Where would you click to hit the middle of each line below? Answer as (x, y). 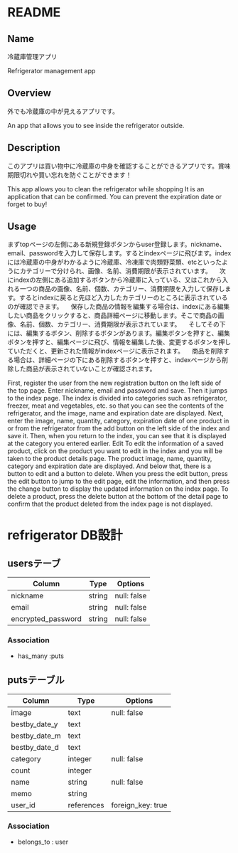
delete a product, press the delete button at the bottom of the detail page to (118, 497)
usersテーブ (34, 564)
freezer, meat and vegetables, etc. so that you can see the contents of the (115, 406)
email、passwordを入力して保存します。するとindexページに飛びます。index (119, 253)
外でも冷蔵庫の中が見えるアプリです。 (63, 111)
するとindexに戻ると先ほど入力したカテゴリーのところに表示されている (123, 298)
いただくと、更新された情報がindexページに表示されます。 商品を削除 (118, 351)
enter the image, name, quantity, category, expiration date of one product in (118, 421)
